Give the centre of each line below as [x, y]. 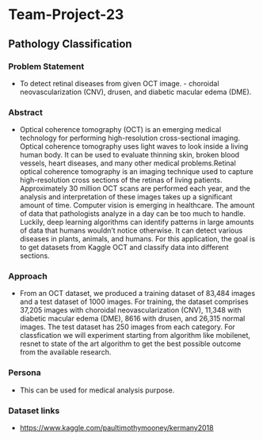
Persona [25, 373]
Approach [28, 276]
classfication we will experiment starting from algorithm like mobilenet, [135, 336]
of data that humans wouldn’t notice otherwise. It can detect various [131, 230]
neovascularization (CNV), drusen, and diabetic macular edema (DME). [135, 92]
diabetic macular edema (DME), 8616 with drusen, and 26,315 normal [132, 319]
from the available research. [65, 352]
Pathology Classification [70, 44]
